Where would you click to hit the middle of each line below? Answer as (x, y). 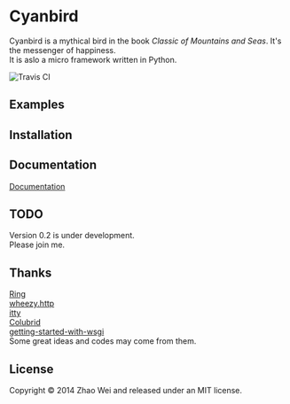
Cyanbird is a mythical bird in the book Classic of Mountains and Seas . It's (145, 41)
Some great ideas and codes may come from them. (103, 341)
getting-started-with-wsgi (57, 332)
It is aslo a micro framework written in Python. (93, 59)
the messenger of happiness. (63, 50)
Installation (41, 135)
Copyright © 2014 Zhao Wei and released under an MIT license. (125, 390)
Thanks (31, 272)
